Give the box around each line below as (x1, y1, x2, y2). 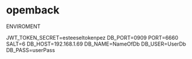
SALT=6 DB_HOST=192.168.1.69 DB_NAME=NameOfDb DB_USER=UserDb (6, 40, 186, 47)
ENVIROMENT (6, 23, 41, 30)
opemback (6, 4, 60, 17)
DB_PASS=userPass (6, 46, 55, 53)
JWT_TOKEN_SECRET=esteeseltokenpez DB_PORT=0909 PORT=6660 (6, 34, 178, 41)
